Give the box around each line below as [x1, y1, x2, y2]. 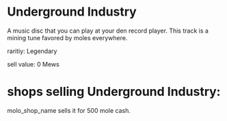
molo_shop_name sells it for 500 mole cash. [7, 106, 131, 114]
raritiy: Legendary [7, 47, 57, 55]
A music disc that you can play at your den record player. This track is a [7, 27, 209, 35]
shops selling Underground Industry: [7, 84, 221, 99]
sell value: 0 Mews [7, 60, 59, 68]
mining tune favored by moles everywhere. [7, 33, 128, 41]
